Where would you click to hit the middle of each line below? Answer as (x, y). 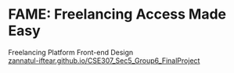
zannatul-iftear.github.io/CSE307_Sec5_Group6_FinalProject (104, 61)
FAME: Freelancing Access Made (117, 14)
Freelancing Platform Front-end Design (71, 52)
